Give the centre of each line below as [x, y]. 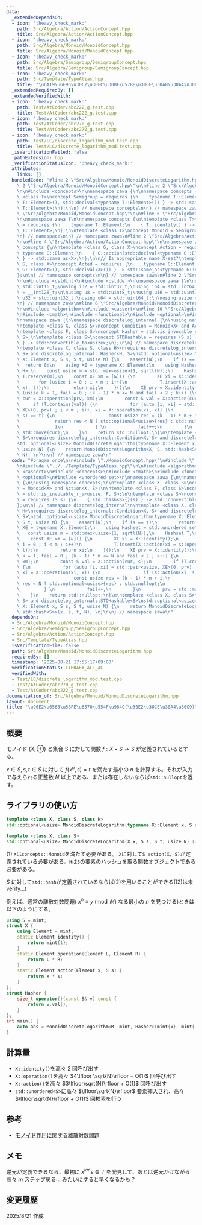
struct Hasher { [26, 993]
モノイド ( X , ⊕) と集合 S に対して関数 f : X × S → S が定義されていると [95, 749]
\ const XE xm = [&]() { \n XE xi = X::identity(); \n [98, 539]
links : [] [29, 175]
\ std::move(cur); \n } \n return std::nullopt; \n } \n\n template [105, 432]
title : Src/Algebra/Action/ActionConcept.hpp [75, 34]
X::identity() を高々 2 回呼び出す [57, 1068]
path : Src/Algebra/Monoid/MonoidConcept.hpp [74, 46]
